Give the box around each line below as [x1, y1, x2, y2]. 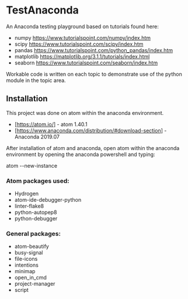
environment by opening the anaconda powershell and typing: [6, 151, 156, 158]
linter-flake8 [14, 203, 44, 210]
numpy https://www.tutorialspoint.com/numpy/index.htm [14, 34, 151, 41]
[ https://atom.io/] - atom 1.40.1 [14, 121, 88, 128]
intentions [14, 261, 39, 269]
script [14, 287, 29, 294]
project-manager [14, 280, 55, 287]
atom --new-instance [6, 162, 57, 169]
